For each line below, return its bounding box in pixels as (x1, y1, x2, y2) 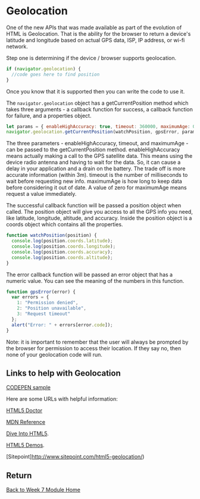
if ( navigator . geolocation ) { (6, 66, 82, 72)
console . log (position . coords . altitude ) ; (11, 254, 113, 260)
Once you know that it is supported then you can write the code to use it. (6, 88, 185, 95)
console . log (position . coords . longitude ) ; (11, 244, 116, 249)
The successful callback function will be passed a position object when (6, 202, 182, 209)
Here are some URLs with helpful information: (6, 395, 118, 403)
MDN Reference (6, 419, 46, 426)
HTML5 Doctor (6, 407, 43, 414)
